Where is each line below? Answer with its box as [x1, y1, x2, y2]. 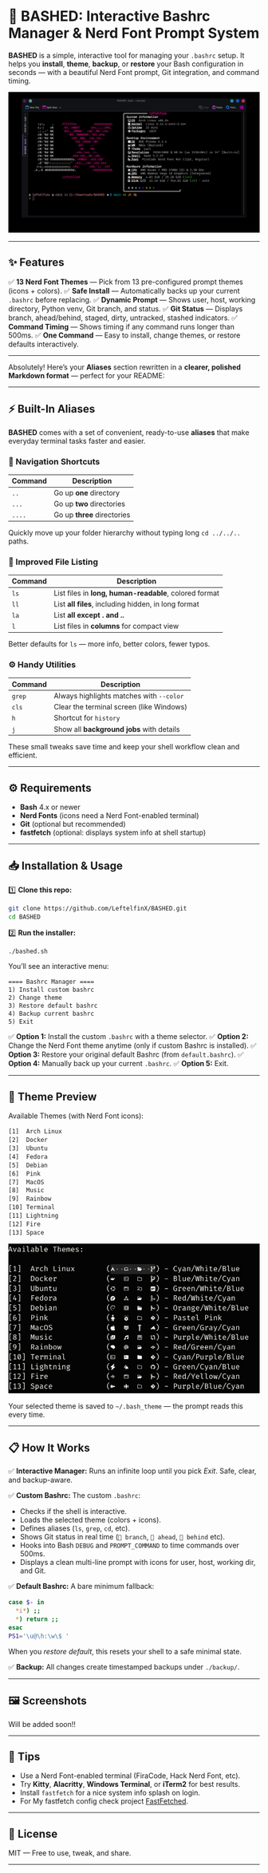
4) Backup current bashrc [8, 1010, 94, 1018]
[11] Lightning [8, 1212, 59, 1220]
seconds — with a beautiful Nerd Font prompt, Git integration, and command [8, 67, 260, 77]
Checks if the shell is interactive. [19, 1507, 128, 1516]
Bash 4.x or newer [19, 802, 81, 812]
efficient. [8, 750, 37, 761]
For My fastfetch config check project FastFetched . [19, 1796, 189, 1806]
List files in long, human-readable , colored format [53, 588, 219, 598]
